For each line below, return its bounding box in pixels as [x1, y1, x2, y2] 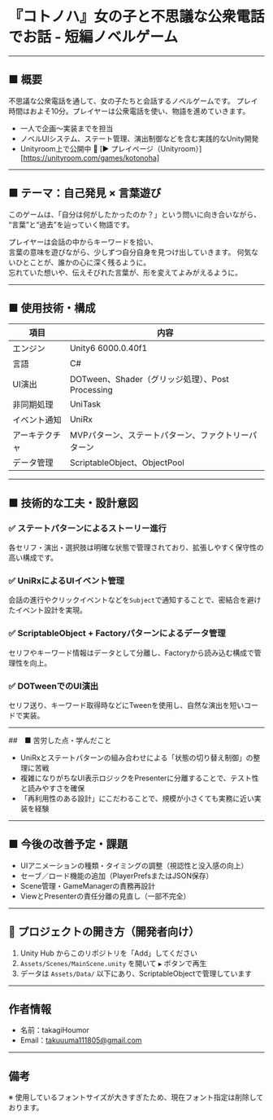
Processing [69, 384, 114, 396]
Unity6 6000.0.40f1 [69, 343, 148, 354]
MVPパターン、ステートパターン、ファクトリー [69, 429, 249, 441]
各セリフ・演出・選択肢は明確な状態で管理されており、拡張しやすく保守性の [8, 542, 264, 552]
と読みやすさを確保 [19, 783, 85, 793]
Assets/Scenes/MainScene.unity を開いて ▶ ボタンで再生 [19, 958, 207, 968]
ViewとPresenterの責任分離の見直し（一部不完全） [19, 891, 191, 901]
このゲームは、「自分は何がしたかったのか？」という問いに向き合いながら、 [8, 209, 262, 219]
